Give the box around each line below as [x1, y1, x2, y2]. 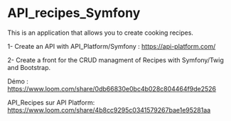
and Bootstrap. [7, 63, 51, 71]
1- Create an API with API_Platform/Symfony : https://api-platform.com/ [7, 42, 216, 50]
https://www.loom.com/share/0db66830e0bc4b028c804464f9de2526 [7, 84, 217, 93]
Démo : [7, 76, 28, 86]
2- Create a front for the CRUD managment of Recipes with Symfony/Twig [7, 55, 224, 64]
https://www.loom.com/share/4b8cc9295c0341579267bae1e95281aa [7, 105, 211, 114]
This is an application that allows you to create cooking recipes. [7, 28, 194, 37]
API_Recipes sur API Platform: [7, 98, 95, 107]
